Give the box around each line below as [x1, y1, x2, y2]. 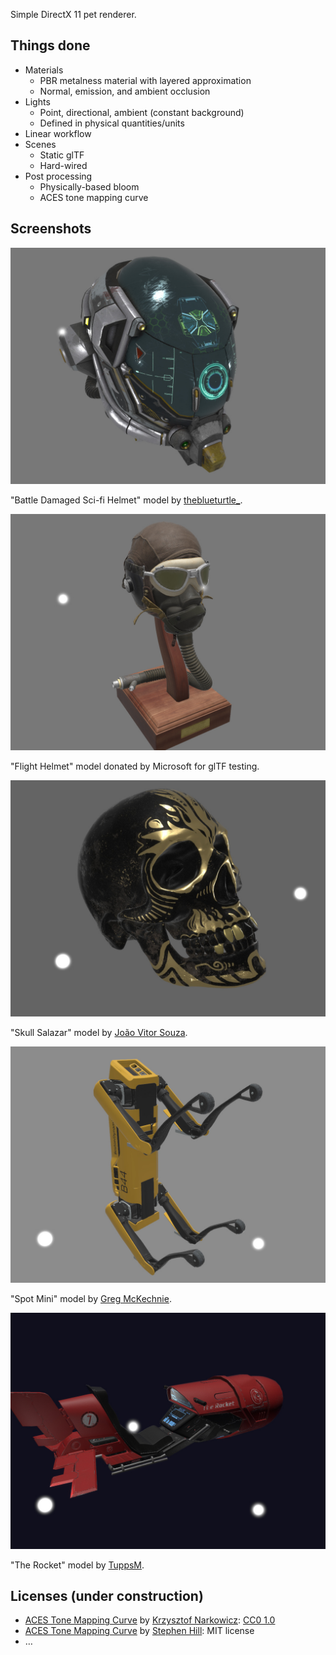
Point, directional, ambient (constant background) [39, 106, 245, 118]
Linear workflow [24, 127, 92, 139]
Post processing [24, 170, 93, 182]
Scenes [24, 138, 57, 150]
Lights [24, 95, 51, 108]
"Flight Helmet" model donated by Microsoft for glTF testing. [10, 760, 260, 772]
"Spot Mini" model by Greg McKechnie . [10, 1292, 172, 1304]
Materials [24, 64, 64, 76]
